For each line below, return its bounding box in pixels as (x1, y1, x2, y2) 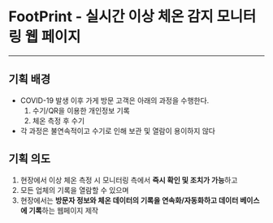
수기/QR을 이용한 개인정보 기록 (32, 105, 130, 115)
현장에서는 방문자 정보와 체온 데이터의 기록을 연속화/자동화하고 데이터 (19, 195, 239, 205)
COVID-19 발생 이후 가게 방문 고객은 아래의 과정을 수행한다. (19, 95, 210, 105)
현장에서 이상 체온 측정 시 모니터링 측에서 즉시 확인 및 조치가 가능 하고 (19, 175, 238, 185)
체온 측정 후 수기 (32, 115, 85, 126)
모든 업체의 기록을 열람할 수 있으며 (19, 185, 129, 195)
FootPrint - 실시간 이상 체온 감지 (8, 7, 214, 26)
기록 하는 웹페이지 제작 (28, 205, 99, 215)
